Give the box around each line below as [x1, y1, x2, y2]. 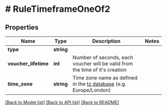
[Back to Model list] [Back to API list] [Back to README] [5, 100, 119, 105]
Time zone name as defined [73, 74, 138, 81]
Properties [5, 23, 39, 32]
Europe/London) [73, 87, 111, 93]
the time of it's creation [73, 67, 127, 73]
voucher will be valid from [73, 60, 133, 67]
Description [92, 38, 121, 44]
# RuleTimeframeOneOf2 [5, 3, 110, 15]
